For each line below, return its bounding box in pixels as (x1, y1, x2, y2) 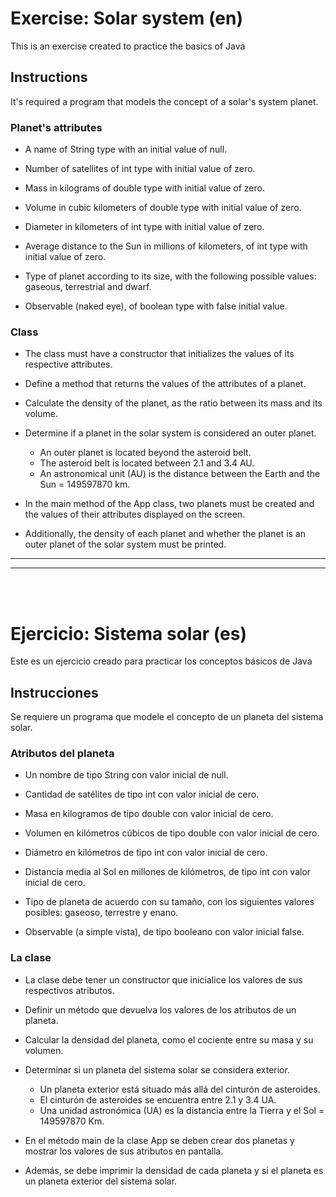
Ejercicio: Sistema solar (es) (10, 622, 248, 645)
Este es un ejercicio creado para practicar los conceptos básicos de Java (10, 655, 313, 667)
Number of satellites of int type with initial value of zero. (24, 163, 256, 175)
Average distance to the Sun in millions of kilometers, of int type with (24, 240, 308, 252)
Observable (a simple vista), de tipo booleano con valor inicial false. (24, 926, 305, 938)
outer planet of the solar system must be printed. (24, 538, 227, 551)
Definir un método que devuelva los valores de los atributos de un (24, 1003, 297, 1016)
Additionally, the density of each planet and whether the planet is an (24, 528, 306, 540)
